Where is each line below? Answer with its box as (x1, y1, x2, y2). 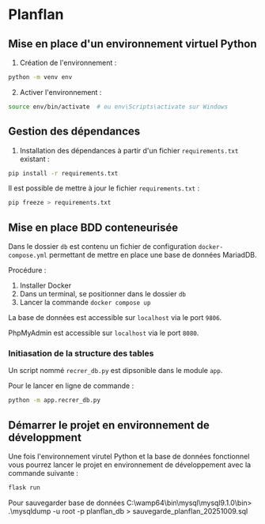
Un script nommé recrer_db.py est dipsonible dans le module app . (8, 366, 223, 375)
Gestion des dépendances (8, 125, 141, 138)
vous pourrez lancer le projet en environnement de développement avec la (8, 460, 252, 469)
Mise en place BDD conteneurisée (8, 221, 179, 234)
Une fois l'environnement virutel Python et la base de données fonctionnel (8, 452, 250, 462)
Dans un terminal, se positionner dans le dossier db (19, 289, 186, 299)
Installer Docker (19, 281, 72, 290)
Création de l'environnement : (19, 58, 117, 67)
